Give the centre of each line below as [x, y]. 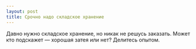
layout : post [22, 11]
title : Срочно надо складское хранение [55, 17]
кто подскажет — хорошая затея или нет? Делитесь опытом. [83, 40]
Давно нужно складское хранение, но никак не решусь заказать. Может [98, 33]
